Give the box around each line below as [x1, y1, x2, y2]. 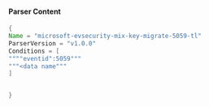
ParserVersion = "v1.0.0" [8, 39, 96, 48]
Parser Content [8, 6, 61, 16]
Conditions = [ [8, 47, 60, 55]
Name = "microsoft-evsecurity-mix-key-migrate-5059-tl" [8, 32, 202, 41]
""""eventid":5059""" [8, 54, 82, 62]
